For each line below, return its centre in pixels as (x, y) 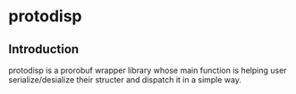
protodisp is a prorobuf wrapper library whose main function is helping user (148, 70)
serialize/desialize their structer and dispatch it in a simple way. (125, 80)
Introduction (44, 49)
